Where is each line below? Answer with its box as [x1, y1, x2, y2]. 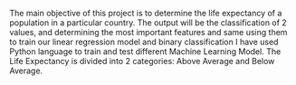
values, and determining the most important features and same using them [9, 27, 288, 37]
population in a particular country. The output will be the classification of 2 [9, 17, 287, 28]
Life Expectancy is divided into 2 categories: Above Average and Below [9, 56, 275, 66]
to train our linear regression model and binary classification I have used [9, 36, 279, 47]
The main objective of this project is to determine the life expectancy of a [9, 8, 282, 18]
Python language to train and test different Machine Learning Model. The [9, 46, 282, 57]
